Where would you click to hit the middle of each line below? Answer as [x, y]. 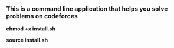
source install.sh [27, 40]
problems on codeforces [42, 16]
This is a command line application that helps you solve [87, 9]
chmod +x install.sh [31, 29]
